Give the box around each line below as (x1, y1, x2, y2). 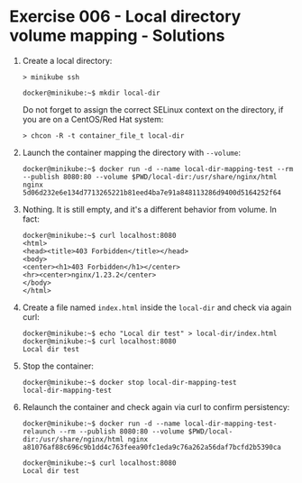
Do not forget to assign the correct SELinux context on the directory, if (22, 104, 284, 114)
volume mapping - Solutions (9, 25, 225, 46)
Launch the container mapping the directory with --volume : (22, 147, 242, 158)
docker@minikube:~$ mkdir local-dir (22, 88, 160, 97)
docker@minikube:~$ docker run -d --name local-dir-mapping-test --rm (22, 164, 294, 173)
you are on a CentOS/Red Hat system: (22, 114, 164, 124)
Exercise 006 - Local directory (9, 6, 242, 27)
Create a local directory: (22, 55, 113, 66)
